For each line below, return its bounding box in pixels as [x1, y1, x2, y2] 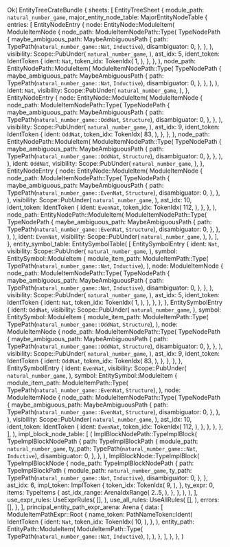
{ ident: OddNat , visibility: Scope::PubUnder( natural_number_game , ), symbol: [7, 305, 221, 314]
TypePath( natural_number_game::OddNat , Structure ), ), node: [7, 320, 178, 328]
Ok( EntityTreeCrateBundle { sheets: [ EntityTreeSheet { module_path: [7, 6, 205, 14]
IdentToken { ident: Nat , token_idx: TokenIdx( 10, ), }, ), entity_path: [7, 517, 195, 526]
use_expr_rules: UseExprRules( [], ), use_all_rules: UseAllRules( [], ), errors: [7, 495, 220, 504]
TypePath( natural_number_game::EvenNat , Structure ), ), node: [7, 386, 181, 394]
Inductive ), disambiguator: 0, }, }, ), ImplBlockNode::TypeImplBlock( [7, 452, 200, 460]
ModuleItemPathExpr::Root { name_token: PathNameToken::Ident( [7, 511, 193, 518]
